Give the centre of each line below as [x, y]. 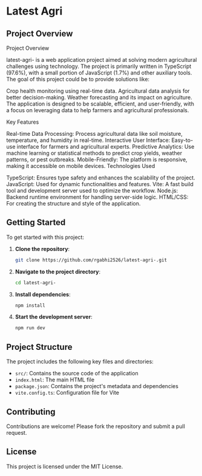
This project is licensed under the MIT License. [65, 466]
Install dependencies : [43, 294]
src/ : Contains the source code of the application [77, 374]
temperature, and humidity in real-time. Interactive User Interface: [88, 140]
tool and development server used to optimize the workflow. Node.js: [92, 190]
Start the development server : [54, 317]
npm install [30, 305]
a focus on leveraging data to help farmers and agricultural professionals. [98, 110]
